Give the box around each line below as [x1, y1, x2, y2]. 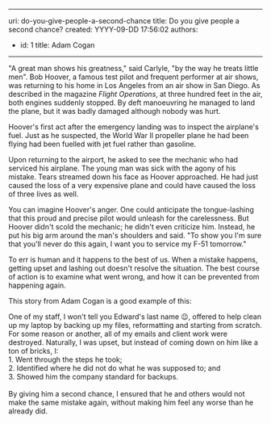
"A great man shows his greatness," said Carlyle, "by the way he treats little [8, 64, 259, 73]
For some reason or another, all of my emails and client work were [8, 329, 228, 338]
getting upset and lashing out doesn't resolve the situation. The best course [8, 263, 261, 273]
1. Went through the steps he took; [8, 355, 123, 364]
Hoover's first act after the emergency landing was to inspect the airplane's [8, 122, 260, 132]
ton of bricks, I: [8, 346, 59, 355]
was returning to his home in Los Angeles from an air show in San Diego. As [8, 81, 261, 90]
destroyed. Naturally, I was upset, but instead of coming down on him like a [8, 338, 258, 347]
